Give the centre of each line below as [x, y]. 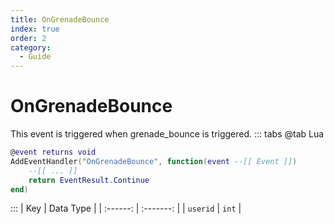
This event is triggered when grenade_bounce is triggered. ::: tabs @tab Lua [167, 134]
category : [31, 47]
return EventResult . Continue [89, 180]
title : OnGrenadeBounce [60, 19]
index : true [35, 29]
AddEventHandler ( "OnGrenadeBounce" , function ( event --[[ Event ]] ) [154, 161]
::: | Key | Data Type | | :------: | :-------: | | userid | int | [126, 208]
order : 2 [28, 38]
